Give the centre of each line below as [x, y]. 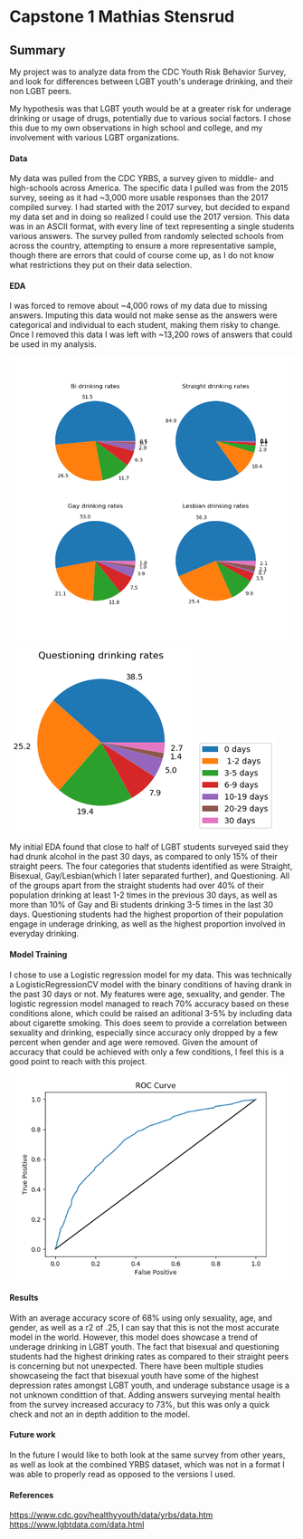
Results [24, 1298]
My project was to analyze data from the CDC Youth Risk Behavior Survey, [148, 72]
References [32, 1495]
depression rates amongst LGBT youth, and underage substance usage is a [150, 1385]
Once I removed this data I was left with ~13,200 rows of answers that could [151, 335]
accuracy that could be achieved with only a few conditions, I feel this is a [147, 1052]
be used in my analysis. [53, 344]
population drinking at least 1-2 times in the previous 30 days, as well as [143, 895]
